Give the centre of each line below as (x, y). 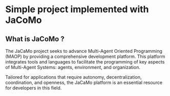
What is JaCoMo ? (35, 39)
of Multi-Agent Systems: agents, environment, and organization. (73, 67)
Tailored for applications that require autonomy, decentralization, (73, 77)
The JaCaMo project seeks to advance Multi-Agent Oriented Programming (84, 51)
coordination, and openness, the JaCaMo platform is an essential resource (84, 83)
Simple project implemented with (77, 9)
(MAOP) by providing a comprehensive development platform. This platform (85, 56)
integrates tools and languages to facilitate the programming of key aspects (85, 62)
